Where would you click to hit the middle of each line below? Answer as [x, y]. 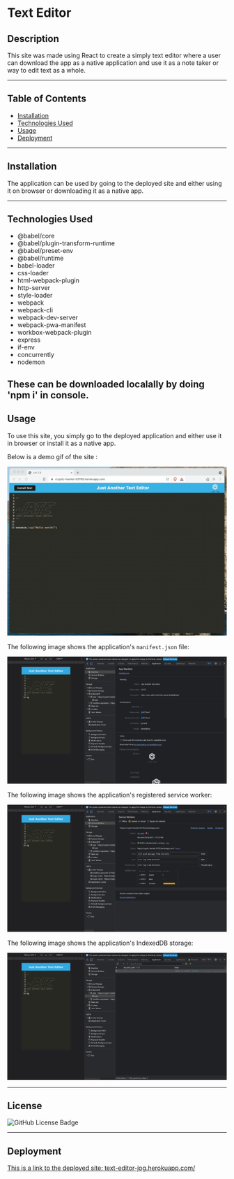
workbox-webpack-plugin [54, 333]
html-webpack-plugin [48, 280]
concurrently [36, 355]
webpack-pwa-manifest [52, 325]
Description [33, 39]
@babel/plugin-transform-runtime [66, 243]
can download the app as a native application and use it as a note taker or [113, 63]
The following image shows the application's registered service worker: [110, 795]
